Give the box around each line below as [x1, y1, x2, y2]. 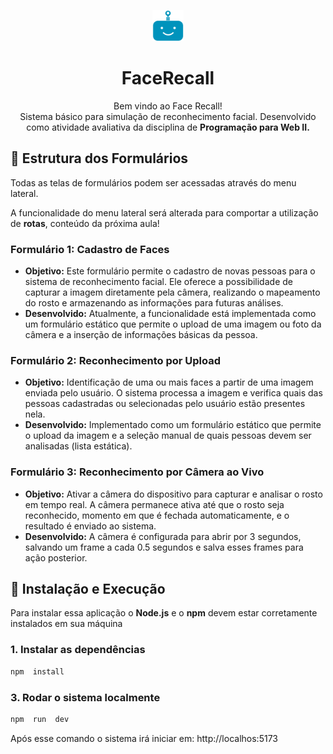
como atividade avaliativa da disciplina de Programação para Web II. [26, 121, 310, 133]
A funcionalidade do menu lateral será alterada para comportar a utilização [10, 206, 319, 219]
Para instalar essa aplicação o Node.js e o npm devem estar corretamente [10, 607, 318, 619]
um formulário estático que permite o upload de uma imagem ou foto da [24, 318, 322, 330]
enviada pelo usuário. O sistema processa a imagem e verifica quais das [24, 387, 323, 399]
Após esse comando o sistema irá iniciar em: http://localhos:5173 [10, 732, 278, 744]
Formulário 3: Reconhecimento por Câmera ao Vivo [10, 465, 265, 479]
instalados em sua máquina [10, 618, 123, 630]
